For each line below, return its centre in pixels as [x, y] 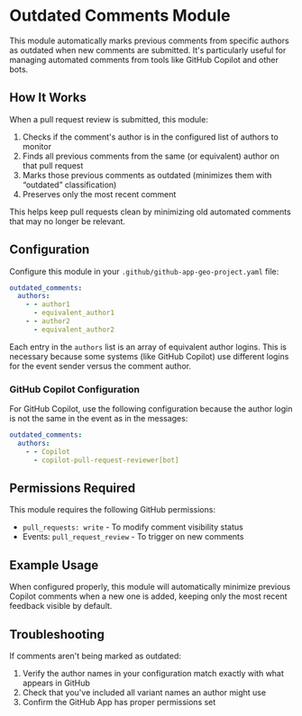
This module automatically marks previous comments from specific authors [150, 41]
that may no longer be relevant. [68, 221]
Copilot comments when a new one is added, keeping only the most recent [148, 596]
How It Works [48, 98]
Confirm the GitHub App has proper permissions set [119, 702]
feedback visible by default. [61, 606]
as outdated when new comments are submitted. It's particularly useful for [148, 50]
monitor [37, 146]
